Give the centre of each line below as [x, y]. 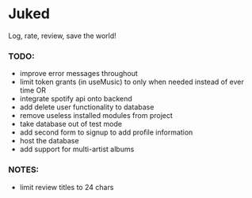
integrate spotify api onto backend [76, 99]
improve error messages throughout [78, 74]
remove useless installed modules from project [96, 116]
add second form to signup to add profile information [106, 132]
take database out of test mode [71, 124]
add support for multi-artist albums [77, 149]
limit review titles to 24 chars [67, 187]
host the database [49, 141]
